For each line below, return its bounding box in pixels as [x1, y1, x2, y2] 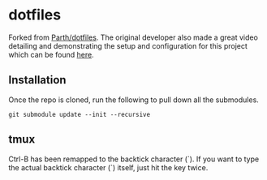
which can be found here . [8, 49, 95, 59]
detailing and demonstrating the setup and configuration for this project [8, 41, 248, 50]
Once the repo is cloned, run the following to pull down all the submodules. [8, 95, 260, 105]
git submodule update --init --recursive [8, 110, 151, 118]
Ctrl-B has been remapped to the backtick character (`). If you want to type [8, 154, 260, 164]
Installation [8, 73, 67, 87]
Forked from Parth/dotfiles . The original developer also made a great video [8, 32, 258, 42]
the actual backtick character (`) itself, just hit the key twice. [8, 162, 209, 172]
